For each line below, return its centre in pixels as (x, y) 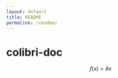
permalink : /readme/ (32, 23)
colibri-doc (34, 52)
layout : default (26, 12)
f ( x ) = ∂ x (101, 68)
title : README (24, 17)
